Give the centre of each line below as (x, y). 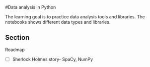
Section (17, 37)
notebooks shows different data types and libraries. (58, 22)
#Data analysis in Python (31, 7)
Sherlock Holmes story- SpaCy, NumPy (53, 59)
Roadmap (15, 50)
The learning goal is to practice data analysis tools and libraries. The (75, 17)
